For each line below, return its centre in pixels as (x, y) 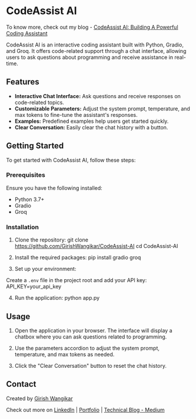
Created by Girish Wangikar (39, 398)
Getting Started (35, 146)
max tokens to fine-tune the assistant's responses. (76, 115)
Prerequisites (26, 175)
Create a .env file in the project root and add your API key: (77, 280)
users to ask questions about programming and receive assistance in (90, 57)
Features (23, 82)
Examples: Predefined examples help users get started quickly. (92, 121)
